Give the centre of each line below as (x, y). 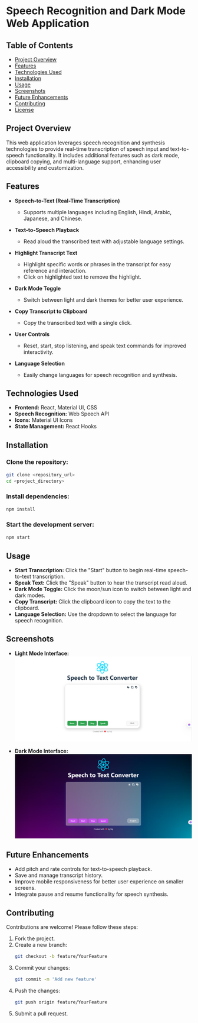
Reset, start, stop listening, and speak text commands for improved (105, 346)
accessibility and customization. (45, 167)
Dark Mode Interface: (42, 751)
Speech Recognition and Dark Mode (96, 11)
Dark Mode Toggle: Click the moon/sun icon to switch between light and (103, 589)
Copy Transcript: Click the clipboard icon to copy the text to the (93, 602)
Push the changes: (37, 990)
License (24, 110)
